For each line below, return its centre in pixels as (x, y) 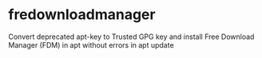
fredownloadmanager (82, 15)
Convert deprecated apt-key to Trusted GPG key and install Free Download (131, 37)
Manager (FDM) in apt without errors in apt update (91, 44)
